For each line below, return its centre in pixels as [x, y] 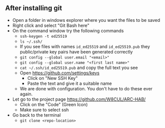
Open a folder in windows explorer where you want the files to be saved [86, 20]
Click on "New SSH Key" [53, 78]
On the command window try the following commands [68, 31]
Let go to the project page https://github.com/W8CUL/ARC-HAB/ [79, 99]
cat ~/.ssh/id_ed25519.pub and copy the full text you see [79, 67]
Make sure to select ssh [44, 110]
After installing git [34, 8]
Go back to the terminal [36, 115]
